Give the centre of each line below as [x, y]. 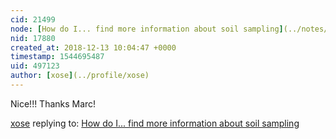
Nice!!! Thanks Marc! [53, 103]
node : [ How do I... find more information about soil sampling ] [147, 29]
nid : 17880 [33, 38]
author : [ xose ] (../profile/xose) [80, 76]
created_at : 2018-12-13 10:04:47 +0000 [93, 47]
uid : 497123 [35, 66]
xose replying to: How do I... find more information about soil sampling [155, 123]
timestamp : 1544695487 [57, 57]
